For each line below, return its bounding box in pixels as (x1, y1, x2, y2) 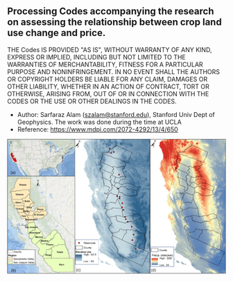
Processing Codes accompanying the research (7, 6, 214, 17)
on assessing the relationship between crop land (7, 17, 222, 28)
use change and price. (7, 27, 106, 39)
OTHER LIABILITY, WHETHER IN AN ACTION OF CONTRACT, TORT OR (7, 82, 209, 91)
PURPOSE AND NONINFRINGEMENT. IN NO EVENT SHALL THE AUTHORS (7, 67, 221, 75)
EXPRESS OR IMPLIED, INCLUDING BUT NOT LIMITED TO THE (7, 53, 186, 61)
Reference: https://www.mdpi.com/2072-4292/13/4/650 (17, 125, 178, 134)
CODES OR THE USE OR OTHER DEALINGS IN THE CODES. (7, 97, 177, 105)
